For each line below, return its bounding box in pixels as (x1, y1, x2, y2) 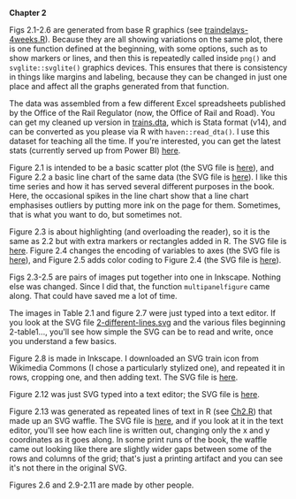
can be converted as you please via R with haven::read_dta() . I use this (9, 127, 270, 136)
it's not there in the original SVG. (9, 463, 127, 472)
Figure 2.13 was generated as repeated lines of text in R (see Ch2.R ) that (9, 406, 273, 417)
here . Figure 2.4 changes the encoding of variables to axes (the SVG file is (9, 245, 281, 256)
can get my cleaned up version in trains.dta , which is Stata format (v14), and (9, 117, 287, 127)
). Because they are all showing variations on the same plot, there (44, 35, 284, 44)
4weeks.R (9, 35, 46, 44)
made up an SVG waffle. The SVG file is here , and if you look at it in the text (9, 416, 285, 426)
